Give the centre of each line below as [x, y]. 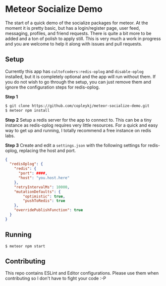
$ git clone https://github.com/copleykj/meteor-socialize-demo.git [77, 106]
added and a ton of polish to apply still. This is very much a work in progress [83, 39]
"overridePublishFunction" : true [49, 210]
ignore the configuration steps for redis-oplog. [53, 87]
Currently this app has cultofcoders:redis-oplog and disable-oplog [74, 71]
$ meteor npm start [25, 246]
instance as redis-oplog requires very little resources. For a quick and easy [82, 125]
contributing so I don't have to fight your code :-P [56, 279]
